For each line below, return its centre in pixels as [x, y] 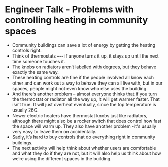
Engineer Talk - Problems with [69, 9]
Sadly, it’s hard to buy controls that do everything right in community [84, 137]
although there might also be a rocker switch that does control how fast [87, 121]
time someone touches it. [39, 61]
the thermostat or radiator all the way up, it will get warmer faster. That [86, 99]
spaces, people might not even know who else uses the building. [80, 88]
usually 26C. [25, 110]
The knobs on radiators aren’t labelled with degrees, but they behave [84, 67]
